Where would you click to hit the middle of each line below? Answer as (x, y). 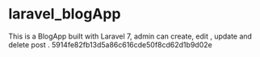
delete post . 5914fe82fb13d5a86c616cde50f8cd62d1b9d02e (110, 44)
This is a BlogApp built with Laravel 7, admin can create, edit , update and (130, 36)
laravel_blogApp (65, 14)
